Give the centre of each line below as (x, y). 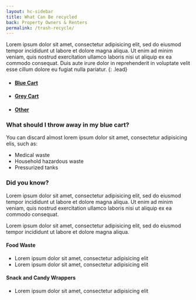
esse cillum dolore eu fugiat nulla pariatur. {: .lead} (67, 69)
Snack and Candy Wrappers (41, 278)
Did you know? (27, 183)
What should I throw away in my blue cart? (68, 125)
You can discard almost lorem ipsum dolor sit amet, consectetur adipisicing (97, 138)
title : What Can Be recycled (42, 17)
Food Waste (21, 245)
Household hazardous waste (49, 161)
